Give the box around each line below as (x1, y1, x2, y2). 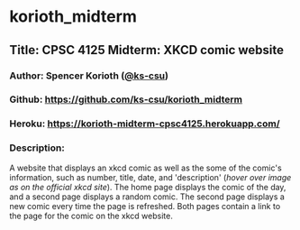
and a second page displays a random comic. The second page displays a (9, 191, 286, 202)
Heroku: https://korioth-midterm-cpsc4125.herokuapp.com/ (9, 117, 281, 130)
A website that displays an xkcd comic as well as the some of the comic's (9, 162, 282, 173)
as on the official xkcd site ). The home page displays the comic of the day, (9, 181, 286, 192)
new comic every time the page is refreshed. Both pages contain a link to (9, 200, 281, 211)
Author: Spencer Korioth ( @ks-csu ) (9, 69, 169, 82)
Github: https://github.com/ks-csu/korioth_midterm (9, 93, 243, 106)
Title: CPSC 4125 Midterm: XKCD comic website (9, 42, 285, 58)
